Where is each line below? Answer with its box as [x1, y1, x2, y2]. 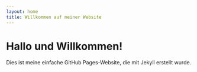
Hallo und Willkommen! [6, 40, 123, 53]
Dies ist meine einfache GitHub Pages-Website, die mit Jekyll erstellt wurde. [6, 59, 192, 66]
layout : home [6, 8, 38, 15]
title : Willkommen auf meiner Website [6, 14, 102, 20]
